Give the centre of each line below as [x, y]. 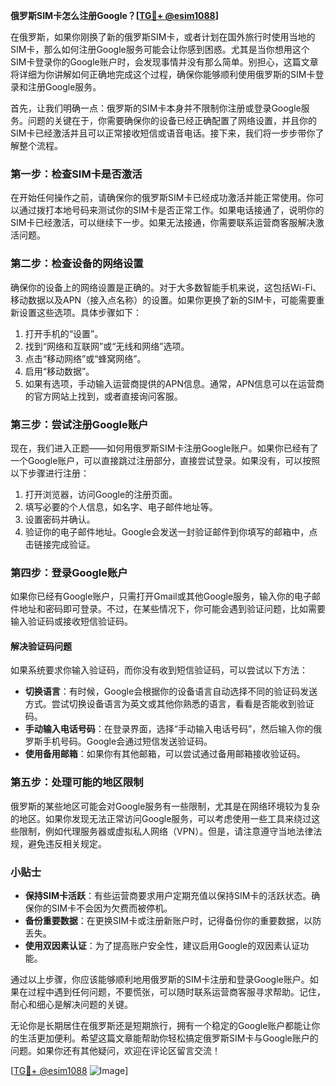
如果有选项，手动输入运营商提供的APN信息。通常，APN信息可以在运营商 [174, 383]
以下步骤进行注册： [50, 473]
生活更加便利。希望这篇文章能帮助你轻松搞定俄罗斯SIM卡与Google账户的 [168, 1038]
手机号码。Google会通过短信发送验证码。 [127, 741]
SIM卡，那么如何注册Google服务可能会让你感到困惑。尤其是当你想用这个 [160, 49]
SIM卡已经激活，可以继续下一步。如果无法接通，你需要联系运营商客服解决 [163, 223]
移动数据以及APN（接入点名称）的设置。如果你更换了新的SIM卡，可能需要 [163, 300]
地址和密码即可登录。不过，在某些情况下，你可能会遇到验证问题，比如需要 [172, 609]
